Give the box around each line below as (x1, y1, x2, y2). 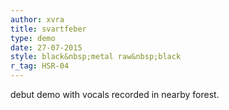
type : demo (10, 33, 56, 43)
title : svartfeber (10, 24, 87, 34)
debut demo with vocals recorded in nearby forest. (10, 89, 220, 100)
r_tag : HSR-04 (10, 61, 70, 71)
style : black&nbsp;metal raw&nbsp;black (10, 52, 182, 62)
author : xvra (10, 14, 65, 25)
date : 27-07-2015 (10, 42, 83, 53)
